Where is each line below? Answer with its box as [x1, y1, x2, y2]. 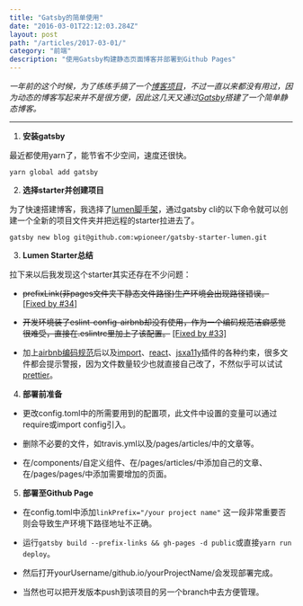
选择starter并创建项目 [22, 185, 104, 195]
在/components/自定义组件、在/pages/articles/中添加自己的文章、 [22, 458, 268, 468]
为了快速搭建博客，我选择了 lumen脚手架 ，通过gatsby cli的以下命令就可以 [9, 204, 281, 214]
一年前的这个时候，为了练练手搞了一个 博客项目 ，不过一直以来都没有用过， [9, 81, 285, 91]
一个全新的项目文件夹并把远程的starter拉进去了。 [16, 215, 200, 226]
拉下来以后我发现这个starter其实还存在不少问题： [9, 269, 192, 280]
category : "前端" [9, 47, 72, 56]
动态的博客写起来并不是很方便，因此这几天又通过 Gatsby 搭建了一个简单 [16, 92, 281, 102]
